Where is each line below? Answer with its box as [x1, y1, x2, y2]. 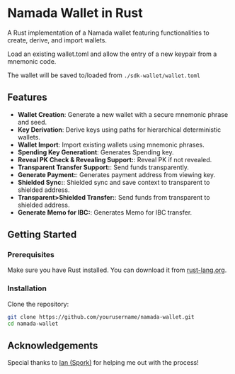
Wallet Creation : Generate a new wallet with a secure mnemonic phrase [17, 110, 229, 118]
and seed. [17, 118, 47, 126]
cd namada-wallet [7, 320, 59, 327]
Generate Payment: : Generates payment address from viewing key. [17, 170, 216, 178]
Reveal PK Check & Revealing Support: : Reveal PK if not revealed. [17, 155, 212, 164]
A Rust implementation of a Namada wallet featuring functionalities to [7, 28, 210, 37]
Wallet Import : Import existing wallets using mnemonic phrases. [17, 140, 205, 149]
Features [7, 91, 47, 103]
